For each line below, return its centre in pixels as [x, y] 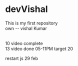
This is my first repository [31, 23]
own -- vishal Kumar [26, 28]
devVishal [27, 9]
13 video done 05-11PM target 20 [39, 48]
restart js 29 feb [22, 58]
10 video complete [24, 43]
